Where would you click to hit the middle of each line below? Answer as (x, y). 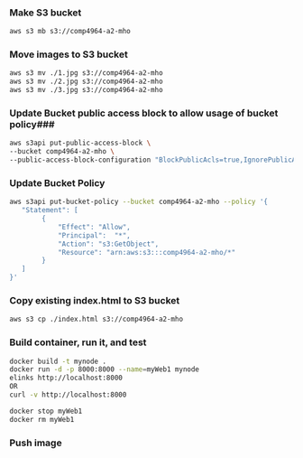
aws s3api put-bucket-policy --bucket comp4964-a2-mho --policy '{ (139, 202)
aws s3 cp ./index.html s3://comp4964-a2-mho (96, 319)
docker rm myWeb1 (42, 419)
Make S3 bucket (46, 13)
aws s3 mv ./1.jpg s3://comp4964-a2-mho (87, 73)
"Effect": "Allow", (94, 227)
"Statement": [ (50, 210)
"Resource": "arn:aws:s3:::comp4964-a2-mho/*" (147, 252)
